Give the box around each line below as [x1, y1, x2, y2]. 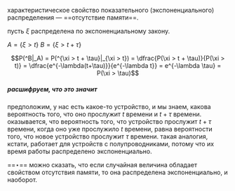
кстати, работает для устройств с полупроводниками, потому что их [7, 139, 215, 148]
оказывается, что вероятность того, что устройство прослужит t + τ [7, 117, 212, 125]
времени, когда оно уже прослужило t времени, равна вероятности [7, 125, 213, 133]
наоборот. [7, 175, 37, 184]
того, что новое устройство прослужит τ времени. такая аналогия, [7, 132, 208, 141]
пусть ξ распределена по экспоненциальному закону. [7, 27, 170, 35]
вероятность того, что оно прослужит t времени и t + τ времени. [7, 110, 202, 118]
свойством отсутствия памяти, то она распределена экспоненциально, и [7, 168, 228, 176]
